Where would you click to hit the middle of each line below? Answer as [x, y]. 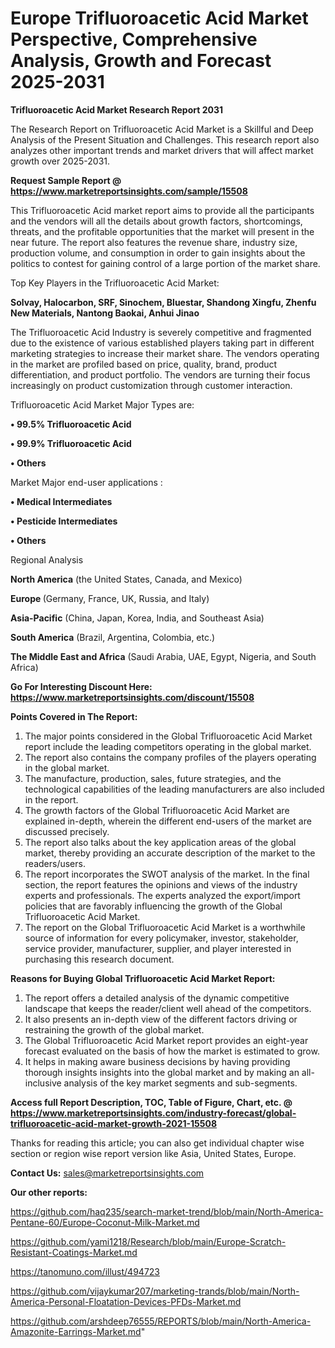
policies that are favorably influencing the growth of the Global [153, 906]
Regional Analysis [47, 559]
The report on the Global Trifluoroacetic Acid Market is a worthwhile [165, 927]
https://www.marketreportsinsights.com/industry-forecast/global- [153, 1113]
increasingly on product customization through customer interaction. [151, 385]
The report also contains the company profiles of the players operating [170, 757]
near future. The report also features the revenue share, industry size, [154, 242]
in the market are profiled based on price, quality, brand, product [144, 364]
